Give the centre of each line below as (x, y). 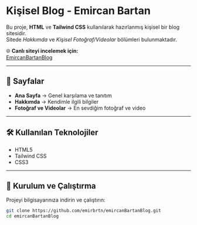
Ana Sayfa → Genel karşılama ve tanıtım (63, 96)
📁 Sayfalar (25, 81)
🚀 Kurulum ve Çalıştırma (51, 186)
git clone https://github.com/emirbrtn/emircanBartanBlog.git (84, 211)
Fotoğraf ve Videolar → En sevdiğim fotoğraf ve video (80, 108)
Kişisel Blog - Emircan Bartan (78, 11)
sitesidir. (16, 33)
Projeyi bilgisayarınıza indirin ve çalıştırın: (56, 200)
